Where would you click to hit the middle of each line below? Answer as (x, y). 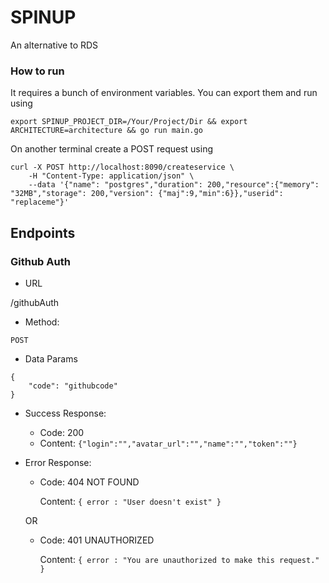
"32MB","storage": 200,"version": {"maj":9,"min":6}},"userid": (147, 194)
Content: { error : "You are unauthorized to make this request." (179, 559)
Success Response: (65, 413)
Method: (42, 322)
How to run (37, 71)
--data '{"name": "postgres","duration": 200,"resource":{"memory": (174, 185)
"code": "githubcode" (73, 386)
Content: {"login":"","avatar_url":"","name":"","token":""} (168, 443)
